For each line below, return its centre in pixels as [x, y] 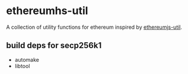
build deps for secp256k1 [54, 46]
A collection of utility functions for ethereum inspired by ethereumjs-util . [94, 27]
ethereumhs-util [47, 11]
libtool [22, 66]
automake [27, 59]
